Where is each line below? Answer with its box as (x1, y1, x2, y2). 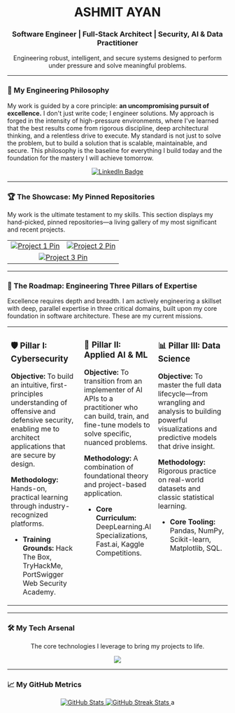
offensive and (10, 406, 56, 416)
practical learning (10, 493, 69, 502)
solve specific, (83, 429, 131, 439)
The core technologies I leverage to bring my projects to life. (30, 641, 205, 650)
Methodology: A (83, 453, 138, 463)
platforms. (10, 519, 44, 528)
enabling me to (10, 424, 60, 434)
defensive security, (10, 415, 74, 425)
